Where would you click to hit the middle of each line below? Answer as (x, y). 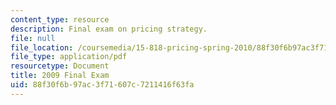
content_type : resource (60, 19)
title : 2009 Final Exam (60, 76)
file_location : (42, 47)
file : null (33, 38)
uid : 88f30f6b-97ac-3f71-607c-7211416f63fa (102, 85)
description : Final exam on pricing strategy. (109, 29)
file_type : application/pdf (69, 57)
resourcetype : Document (60, 66)
